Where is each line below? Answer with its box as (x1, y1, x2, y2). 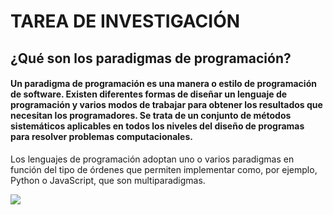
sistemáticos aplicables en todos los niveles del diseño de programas (10, 120, 305, 132)
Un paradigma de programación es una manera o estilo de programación (10, 78, 317, 90)
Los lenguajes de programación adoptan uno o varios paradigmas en (10, 153, 295, 165)
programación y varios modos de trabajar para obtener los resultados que (10, 99, 323, 111)
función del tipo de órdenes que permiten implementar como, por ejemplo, (10, 163, 318, 175)
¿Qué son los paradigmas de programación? (10, 50, 292, 67)
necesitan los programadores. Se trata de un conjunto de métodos (10, 110, 292, 122)
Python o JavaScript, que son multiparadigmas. (10, 174, 206, 186)
